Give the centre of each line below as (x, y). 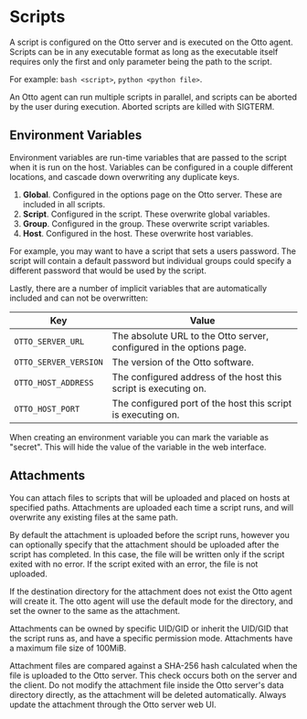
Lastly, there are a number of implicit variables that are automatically (138, 288)
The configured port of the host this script (202, 403)
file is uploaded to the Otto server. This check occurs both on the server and (153, 675)
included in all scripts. (64, 204)
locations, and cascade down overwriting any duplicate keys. (125, 176)
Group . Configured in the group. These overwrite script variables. (146, 223)
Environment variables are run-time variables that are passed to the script (148, 157)
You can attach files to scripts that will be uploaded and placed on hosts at (150, 497)
